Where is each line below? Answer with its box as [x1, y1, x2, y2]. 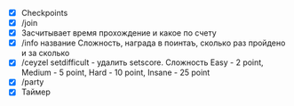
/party [20, 77, 44, 87]
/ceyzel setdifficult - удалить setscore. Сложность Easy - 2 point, [20, 57, 264, 68]
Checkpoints [20, 8, 68, 18]
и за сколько [20, 48, 70, 59]
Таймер [20, 86, 51, 97]
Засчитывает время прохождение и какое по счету [20, 28, 217, 38]
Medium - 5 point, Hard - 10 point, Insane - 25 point [20, 67, 211, 78]
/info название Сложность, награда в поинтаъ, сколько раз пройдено [20, 37, 286, 48]
